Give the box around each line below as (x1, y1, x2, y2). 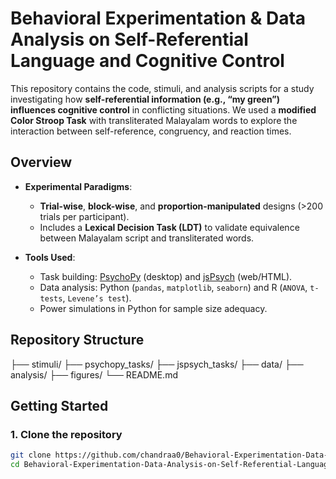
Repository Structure (10, 332, 145, 349)
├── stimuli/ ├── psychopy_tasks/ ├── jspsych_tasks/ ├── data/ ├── (10, 358, 304, 370)
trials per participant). (39, 210, 130, 222)
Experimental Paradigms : (24, 180, 133, 192)
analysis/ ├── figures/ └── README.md (10, 368, 178, 381)
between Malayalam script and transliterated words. (39, 232, 255, 244)
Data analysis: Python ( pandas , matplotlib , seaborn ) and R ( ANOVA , (39, 281, 308, 293)
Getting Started (10, 397, 109, 414)
